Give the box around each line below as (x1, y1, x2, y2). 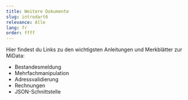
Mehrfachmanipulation (14, 70, 69, 77)
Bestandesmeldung (14, 63, 61, 70)
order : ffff (6, 30, 35, 36)
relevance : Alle (6, 19, 46, 25)
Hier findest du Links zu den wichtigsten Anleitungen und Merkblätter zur (6, 46, 183, 53)
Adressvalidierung (14, 76, 58, 83)
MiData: (6, 52, 25, 59)
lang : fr (6, 24, 27, 31)
